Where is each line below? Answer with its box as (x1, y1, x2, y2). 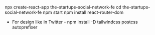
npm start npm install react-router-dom (43, 9, 124, 15)
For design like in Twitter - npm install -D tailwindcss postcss (12, 19, 138, 25)
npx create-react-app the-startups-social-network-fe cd (5, 4, 121, 10)
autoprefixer (12, 24, 38, 30)
